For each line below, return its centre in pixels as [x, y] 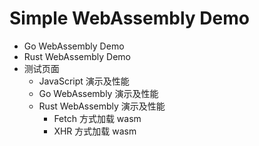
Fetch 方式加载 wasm [97, 118]
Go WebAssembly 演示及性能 [98, 93]
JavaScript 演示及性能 [84, 81]
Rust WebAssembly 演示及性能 [102, 106]
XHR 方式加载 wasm [95, 131]
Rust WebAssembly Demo [77, 56]
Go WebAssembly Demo [74, 46]
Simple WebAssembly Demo [129, 18]
